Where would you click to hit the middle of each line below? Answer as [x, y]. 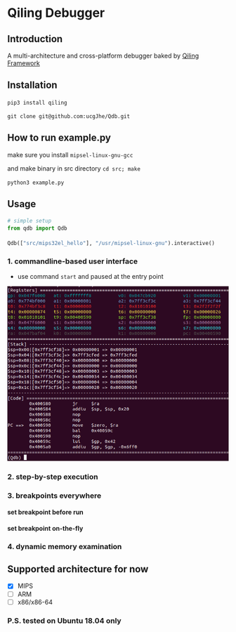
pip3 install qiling [38, 103]
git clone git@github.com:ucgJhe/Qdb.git [69, 116]
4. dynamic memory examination [65, 546]
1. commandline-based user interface [73, 261]
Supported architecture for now [78, 569]
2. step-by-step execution [53, 477]
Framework [24, 63]
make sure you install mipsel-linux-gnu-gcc [70, 154]
